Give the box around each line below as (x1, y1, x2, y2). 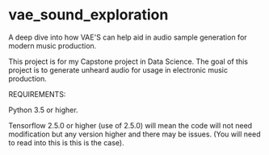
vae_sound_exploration (8, 6, 169, 24)
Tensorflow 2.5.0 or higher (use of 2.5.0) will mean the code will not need (8, 120, 253, 130)
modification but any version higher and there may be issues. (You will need (8, 129, 261, 139)
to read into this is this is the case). (8, 137, 124, 147)
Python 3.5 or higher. (8, 105, 78, 115)
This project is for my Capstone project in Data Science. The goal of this (8, 57, 249, 66)
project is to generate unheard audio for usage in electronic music (8, 65, 229, 74)
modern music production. (8, 40, 97, 50)
